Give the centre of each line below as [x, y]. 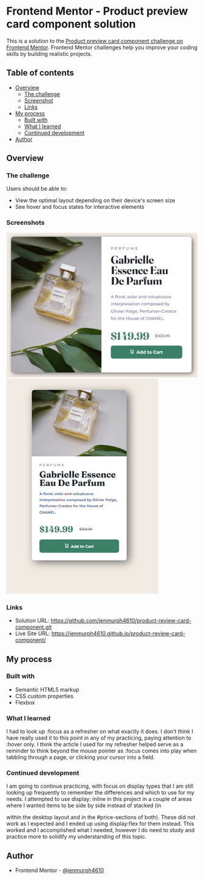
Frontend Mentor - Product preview [97, 11]
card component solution [71, 24]
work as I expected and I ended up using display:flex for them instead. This [100, 824]
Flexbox [25, 702]
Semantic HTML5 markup [47, 689]
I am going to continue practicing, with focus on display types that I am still [100, 786]
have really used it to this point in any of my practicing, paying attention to [99, 738]
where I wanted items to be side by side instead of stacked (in [84, 805]
